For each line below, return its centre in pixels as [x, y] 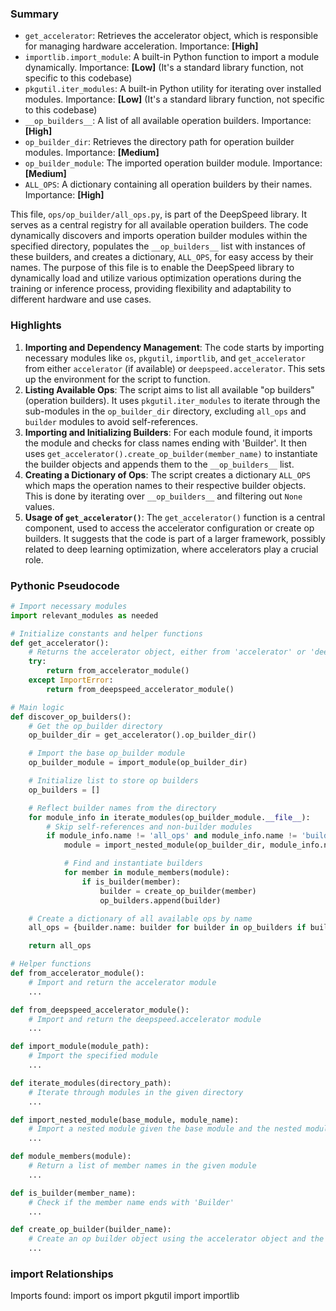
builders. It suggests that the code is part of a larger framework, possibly [175, 538]
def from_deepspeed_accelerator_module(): [100, 1010]
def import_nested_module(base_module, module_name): [125, 1120]
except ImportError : [71, 680]
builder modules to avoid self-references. [111, 421]
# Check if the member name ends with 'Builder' [131, 1202]
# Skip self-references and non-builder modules [149, 827]
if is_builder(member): [131, 882]
